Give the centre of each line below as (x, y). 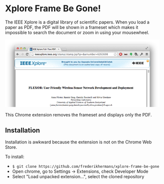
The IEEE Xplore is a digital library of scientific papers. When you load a (77, 22)
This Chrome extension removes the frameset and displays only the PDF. (79, 115)
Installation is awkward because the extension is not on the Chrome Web (78, 142)
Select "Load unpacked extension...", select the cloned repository (78, 177)
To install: (15, 157)
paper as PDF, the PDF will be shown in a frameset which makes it (72, 27)
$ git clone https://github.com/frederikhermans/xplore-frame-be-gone (86, 167)
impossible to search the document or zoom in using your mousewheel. (77, 32)
